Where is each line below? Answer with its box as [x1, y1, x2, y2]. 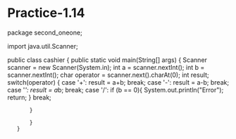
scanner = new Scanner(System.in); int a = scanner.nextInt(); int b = [7, 63, 205, 71]
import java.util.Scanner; [7, 42, 79, 50]
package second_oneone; [7, 28, 82, 37]
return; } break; [7, 93, 51, 102]
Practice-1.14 [7, 5, 85, 21]
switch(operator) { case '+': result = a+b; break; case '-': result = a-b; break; [7, 78, 230, 86]
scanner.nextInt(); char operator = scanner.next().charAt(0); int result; [7, 71, 209, 79]
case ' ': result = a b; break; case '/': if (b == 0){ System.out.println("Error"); [7, 85, 224, 94]
